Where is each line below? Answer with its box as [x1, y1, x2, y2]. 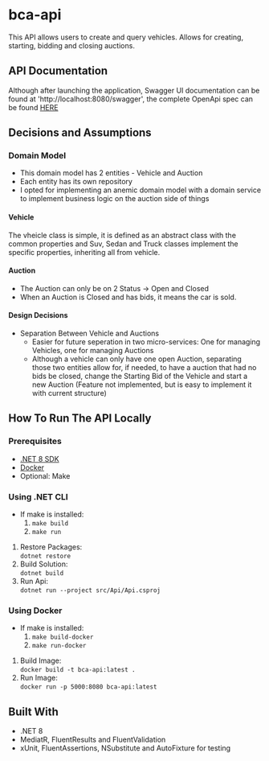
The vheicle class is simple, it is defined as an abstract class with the [8, 230, 237, 240]
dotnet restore [19, 553, 71, 561]
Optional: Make [19, 471, 71, 480]
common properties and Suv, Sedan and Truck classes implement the [8, 239, 238, 249]
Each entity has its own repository [19, 177, 132, 187]
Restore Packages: [19, 542, 83, 552]
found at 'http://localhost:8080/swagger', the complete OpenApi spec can [8, 94, 254, 104]
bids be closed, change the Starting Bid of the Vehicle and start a [31, 372, 248, 381]
